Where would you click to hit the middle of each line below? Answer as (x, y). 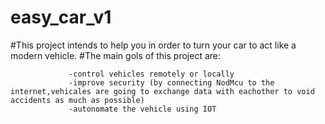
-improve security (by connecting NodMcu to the (171, 82)
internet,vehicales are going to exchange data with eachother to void (162, 91)
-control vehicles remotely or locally (151, 74)
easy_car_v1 (61, 17)
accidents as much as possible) (77, 100)
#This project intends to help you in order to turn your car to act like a (153, 45)
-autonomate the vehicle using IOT (142, 109)
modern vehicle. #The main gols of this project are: (115, 55)
